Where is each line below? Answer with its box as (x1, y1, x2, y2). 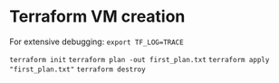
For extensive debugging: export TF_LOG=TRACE (9, 36, 184, 47)
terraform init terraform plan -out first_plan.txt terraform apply (9, 55, 270, 64)
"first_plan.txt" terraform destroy (9, 65, 147, 74)
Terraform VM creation (9, 6, 186, 27)
